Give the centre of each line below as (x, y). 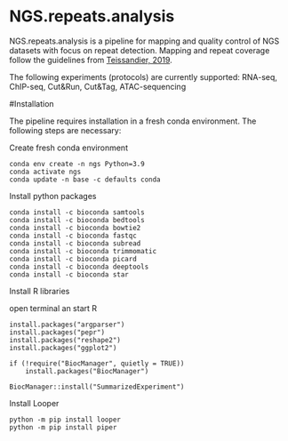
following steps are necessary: (65, 130)
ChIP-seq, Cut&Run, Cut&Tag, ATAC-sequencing (98, 86)
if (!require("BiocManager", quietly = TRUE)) (97, 363)
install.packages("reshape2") (65, 340)
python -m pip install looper (65, 420)
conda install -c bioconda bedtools (77, 220)
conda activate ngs (45, 172)
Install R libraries (40, 291)
